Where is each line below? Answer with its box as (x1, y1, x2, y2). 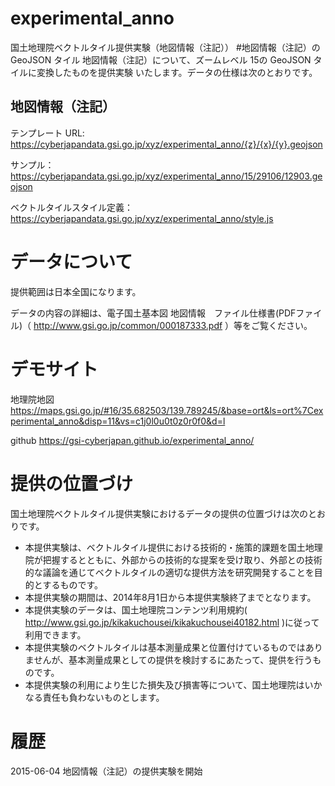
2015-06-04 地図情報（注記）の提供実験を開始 (10, 765, 203, 777)
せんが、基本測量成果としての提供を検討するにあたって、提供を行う (33, 653, 313, 666)
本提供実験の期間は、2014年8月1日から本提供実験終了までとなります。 (24, 591, 317, 603)
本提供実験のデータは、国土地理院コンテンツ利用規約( (24, 603, 248, 616)
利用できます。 (24, 628, 87, 641)
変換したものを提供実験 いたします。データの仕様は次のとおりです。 (36, 66, 318, 78)
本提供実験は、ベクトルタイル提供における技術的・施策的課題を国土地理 (24, 541, 323, 553)
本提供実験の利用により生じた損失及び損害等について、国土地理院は (24, 678, 305, 691)
